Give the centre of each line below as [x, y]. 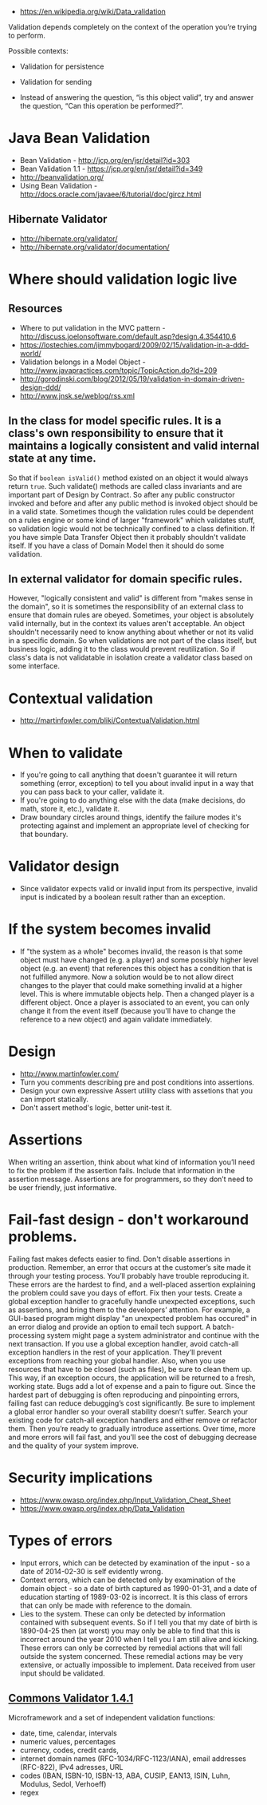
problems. [43, 1237]
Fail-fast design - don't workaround [129, 1220]
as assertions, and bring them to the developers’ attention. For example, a [130, 1310]
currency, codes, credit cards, [69, 1750]
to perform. [27, 36]
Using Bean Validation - [59, 185]
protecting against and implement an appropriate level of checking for [134, 826]
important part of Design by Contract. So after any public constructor [122, 494]
